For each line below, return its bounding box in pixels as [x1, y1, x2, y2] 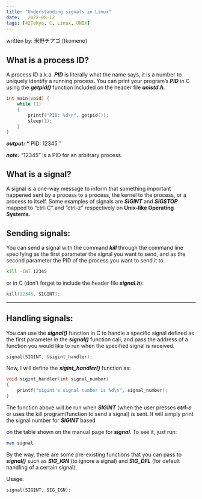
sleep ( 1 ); [28, 118, 52, 124]
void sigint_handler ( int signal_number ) [6, 376, 109, 382]
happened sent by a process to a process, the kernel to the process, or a [6, 191, 186, 199]
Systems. [6, 211, 31, 218]
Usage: [6, 475, 24, 482]
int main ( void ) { [6, 96, 50, 102]
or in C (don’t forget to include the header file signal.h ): [6, 279, 144, 287]
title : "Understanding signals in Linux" [6, 8, 112, 15]
